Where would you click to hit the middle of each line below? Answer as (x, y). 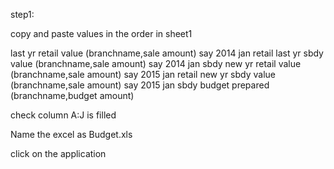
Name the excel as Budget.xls (71, 134)
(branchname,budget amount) (72, 95)
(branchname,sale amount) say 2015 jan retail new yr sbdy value (143, 74)
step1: (22, 14)
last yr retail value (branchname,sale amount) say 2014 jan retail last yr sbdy (167, 53)
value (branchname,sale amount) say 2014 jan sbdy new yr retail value (156, 63)
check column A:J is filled (63, 115)
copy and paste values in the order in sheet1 (101, 33)
